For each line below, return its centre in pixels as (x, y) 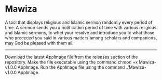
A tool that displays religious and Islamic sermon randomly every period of (79, 22)
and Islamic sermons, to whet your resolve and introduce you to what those (80, 32)
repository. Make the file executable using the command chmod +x (72, 62)
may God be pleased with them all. (39, 43)
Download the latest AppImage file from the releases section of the (72, 57)
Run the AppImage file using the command (83, 67)
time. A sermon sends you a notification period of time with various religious (81, 27)
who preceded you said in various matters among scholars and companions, (81, 38)
